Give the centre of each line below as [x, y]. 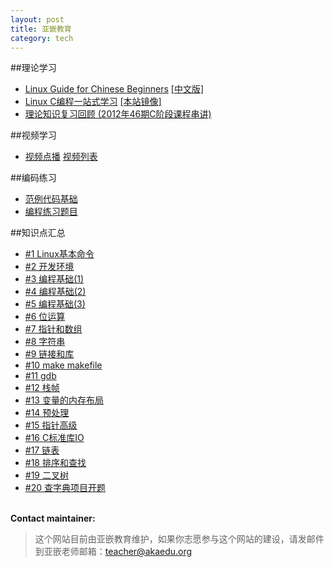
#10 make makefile [63, 365]
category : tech [42, 38]
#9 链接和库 [49, 354]
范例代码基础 [51, 199]
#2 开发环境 [49, 267]
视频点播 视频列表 [61, 157]
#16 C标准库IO [54, 438]
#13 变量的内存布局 [64, 400]
